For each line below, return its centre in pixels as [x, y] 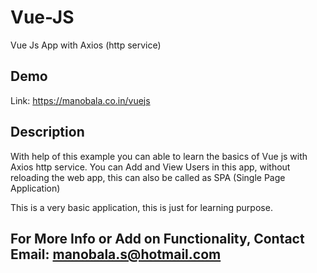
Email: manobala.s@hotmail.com [116, 254]
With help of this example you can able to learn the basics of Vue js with [159, 156]
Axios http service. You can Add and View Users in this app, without [150, 167]
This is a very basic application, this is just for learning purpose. [141, 207]
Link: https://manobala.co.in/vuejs [80, 100]
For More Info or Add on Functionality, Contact [157, 238]
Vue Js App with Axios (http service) [86, 45]
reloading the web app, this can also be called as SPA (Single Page [148, 177]
